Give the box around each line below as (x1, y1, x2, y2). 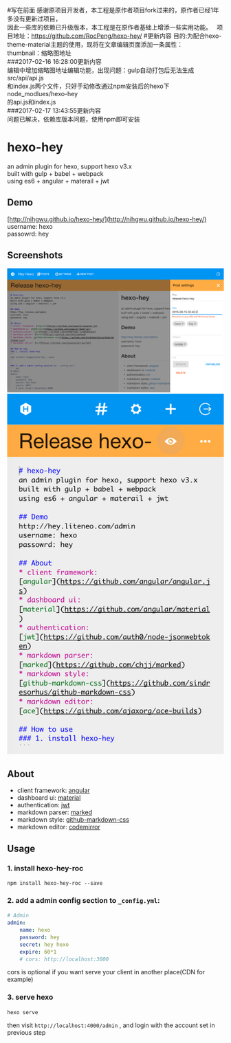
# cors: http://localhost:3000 (19, 956, 109, 963)
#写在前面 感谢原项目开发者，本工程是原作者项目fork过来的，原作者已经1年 (7, 6, 219, 14)
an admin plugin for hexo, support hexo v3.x (7, 162, 132, 170)
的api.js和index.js (7, 98, 56, 106)
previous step (7, 1028, 46, 1036)
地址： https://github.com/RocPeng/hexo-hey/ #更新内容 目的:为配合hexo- (12, 32, 222, 40)
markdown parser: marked (16, 808, 93, 816)
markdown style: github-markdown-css (16, 816, 129, 824)
